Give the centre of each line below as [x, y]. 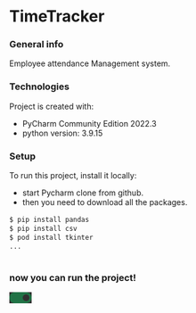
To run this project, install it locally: [73, 176]
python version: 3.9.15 [62, 133]
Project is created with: [52, 106]
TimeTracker [57, 16]
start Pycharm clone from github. [83, 193]
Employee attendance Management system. [90, 63]
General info [37, 45]
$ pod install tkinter [51, 238]
